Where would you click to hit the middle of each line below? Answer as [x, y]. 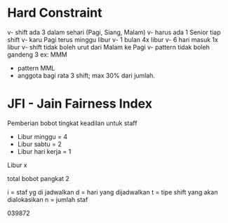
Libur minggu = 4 [42, 136]
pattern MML [36, 68]
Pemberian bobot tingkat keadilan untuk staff [72, 123]
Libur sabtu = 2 [39, 144]
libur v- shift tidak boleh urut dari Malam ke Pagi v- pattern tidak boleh [109, 47]
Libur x [18, 165]
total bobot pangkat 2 [39, 178]
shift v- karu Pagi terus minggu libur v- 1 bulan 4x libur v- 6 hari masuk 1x [113, 39]
